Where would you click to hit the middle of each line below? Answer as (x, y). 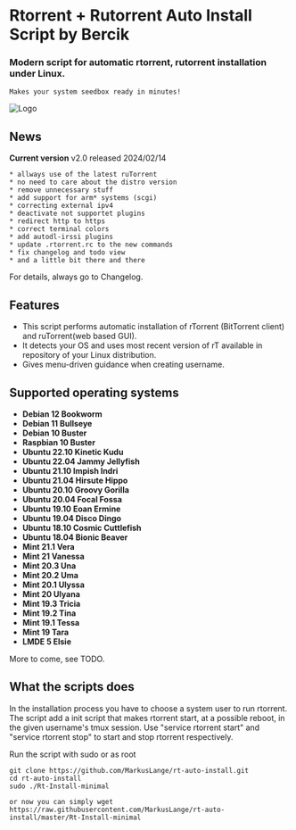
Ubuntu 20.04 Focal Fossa (72, 499)
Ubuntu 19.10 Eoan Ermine (71, 509)
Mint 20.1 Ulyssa (53, 585)
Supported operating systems (95, 392)
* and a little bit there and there (77, 261)
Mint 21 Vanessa (53, 556)
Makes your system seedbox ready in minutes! (95, 92)
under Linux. (37, 74)
